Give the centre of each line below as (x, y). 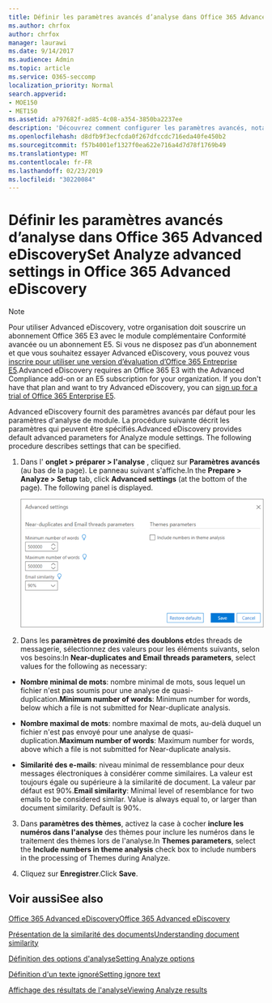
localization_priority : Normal (61, 85)
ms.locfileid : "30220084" (52, 179)
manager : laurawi (38, 43)
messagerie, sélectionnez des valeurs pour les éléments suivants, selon (140, 648)
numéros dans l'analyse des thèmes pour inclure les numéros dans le (137, 832)
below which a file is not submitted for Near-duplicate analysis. (125, 708)
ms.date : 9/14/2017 (41, 51)
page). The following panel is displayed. (87, 488)
